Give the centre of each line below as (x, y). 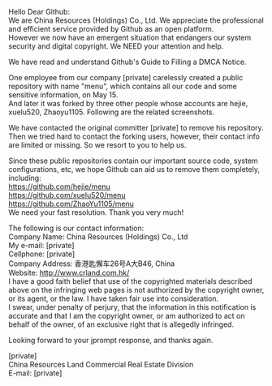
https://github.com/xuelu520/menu (67, 195)
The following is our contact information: (76, 228)
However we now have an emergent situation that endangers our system (130, 37)
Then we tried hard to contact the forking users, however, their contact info (134, 136)
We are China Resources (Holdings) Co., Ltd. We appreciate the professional (136, 20)
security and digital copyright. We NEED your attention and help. (116, 46)
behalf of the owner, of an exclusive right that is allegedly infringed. (121, 324)
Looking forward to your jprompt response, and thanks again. (111, 340)
